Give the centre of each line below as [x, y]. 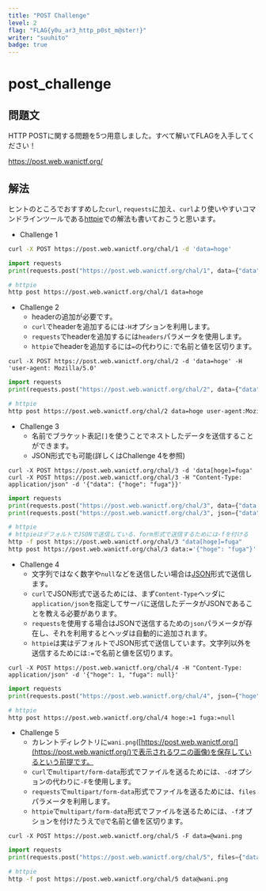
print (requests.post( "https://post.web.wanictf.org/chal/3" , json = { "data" [134, 513]
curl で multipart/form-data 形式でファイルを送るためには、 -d [131, 772]
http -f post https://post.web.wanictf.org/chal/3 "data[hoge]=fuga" [125, 542]
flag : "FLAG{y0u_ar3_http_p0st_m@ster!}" [78, 30]
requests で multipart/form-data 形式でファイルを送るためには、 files [144, 791]
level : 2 [23, 23]
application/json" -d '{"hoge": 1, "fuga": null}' [93, 675]
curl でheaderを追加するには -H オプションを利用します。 [123, 327]
